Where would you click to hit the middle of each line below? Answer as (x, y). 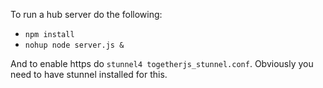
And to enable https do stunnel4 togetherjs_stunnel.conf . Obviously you (162, 63)
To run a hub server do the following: (86, 14)
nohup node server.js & (74, 45)
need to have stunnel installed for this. (89, 74)
